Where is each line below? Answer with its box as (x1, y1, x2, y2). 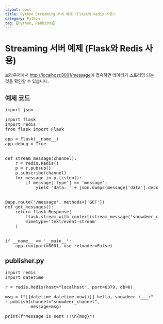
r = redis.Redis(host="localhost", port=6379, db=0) (5, 284, 133, 290)
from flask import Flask (5, 127, 64, 132)
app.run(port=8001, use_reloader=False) (15, 243, 113, 248)
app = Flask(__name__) (5, 136, 59, 141)
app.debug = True (5, 141, 46, 146)
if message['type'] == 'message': (25, 180, 108, 185)
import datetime (5, 274, 44, 280)
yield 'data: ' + (35, 185, 77, 190)
